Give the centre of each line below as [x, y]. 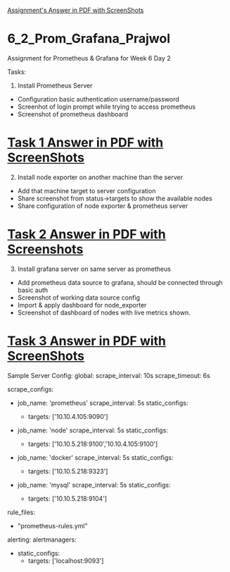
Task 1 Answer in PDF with [85, 143]
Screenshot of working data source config [79, 297]
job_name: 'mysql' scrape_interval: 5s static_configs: [94, 485]
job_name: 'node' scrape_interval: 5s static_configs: [93, 430]
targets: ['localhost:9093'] [66, 561]
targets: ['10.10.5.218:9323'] [68, 471]
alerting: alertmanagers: [42, 540]
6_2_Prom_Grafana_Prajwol [89, 39]
